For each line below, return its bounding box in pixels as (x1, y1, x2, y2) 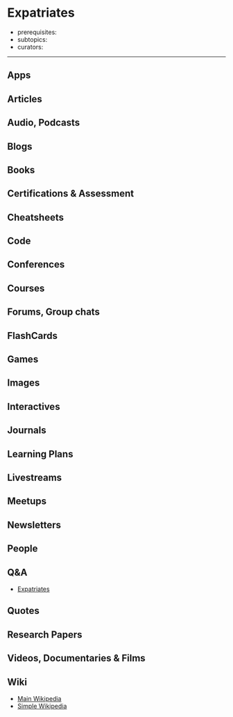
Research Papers (7, 629, 83, 640)
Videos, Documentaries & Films (7, 652, 146, 664)
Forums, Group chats (7, 306, 101, 318)
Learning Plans (7, 448, 74, 460)
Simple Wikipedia (17, 702, 67, 710)
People (7, 543, 38, 555)
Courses (7, 282, 45, 294)
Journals (7, 425, 46, 436)
